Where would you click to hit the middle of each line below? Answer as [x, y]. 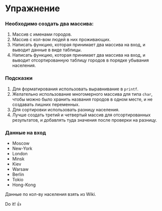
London [20, 154]
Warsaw [20, 169]
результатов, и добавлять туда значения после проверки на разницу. [85, 120]
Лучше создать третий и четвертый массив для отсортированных [81, 115]
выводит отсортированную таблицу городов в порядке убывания [80, 60]
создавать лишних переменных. [46, 104]
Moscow [21, 143]
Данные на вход [26, 132]
